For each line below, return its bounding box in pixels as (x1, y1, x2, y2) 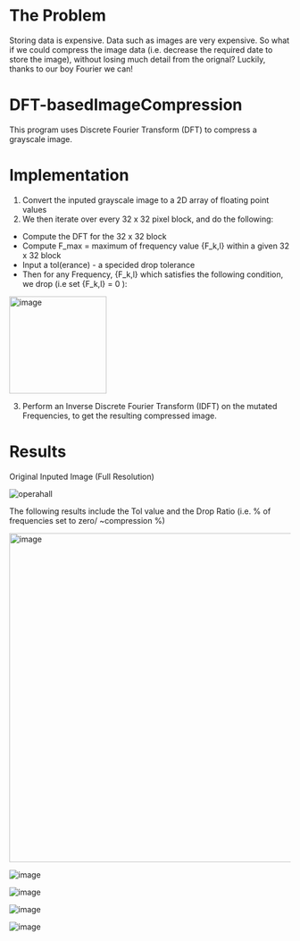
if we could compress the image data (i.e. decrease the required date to (9, 44, 273, 55)
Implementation (9, 165, 129, 186)
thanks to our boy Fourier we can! (9, 63, 134, 74)
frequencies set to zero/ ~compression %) (9, 515, 165, 525)
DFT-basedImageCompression (9, 95, 243, 115)
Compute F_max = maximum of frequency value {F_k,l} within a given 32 (21, 240, 290, 251)
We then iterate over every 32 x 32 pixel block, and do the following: (21, 214, 274, 224)
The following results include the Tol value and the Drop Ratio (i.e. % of (9, 506, 271, 517)
